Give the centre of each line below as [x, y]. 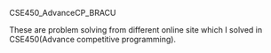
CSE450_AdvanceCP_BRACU [63, 13]
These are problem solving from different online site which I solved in [136, 30]
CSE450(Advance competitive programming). [92, 39]
